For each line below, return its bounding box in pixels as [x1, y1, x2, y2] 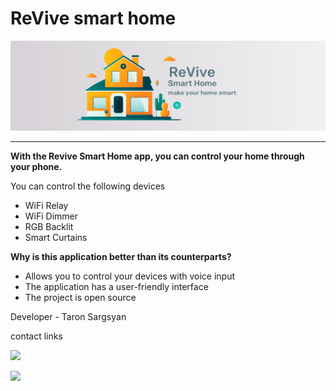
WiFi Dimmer [24, 210, 79, 222]
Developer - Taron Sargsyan [10, 310, 127, 322]
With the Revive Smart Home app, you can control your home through [10, 150, 305, 162]
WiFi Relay [24, 199, 69, 211]
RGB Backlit [24, 220, 74, 232]
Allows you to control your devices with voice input [24, 270, 236, 282]
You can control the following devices [10, 180, 166, 192]
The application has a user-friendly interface [24, 280, 209, 292]
